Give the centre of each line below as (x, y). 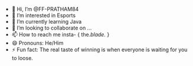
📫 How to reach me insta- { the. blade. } (60, 34)
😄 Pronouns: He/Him (37, 43)
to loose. (22, 58)
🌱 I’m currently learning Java (47, 22)
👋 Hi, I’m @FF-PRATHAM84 (45, 9)
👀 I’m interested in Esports (43, 15)
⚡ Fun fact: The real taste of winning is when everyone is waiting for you (99, 49)
